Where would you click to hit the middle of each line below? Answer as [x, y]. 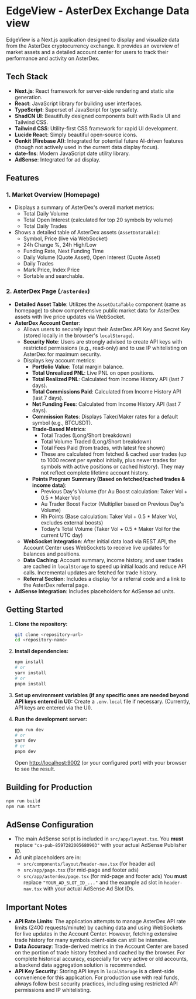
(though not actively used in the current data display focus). [87, 147]
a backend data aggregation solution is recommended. [80, 965]
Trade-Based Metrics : [59, 429]
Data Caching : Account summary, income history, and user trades [103, 560]
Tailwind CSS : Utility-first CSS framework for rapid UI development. [96, 128]
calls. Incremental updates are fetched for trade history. [90, 572]
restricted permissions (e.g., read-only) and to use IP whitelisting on [105, 348]
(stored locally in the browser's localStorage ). [79, 335]
